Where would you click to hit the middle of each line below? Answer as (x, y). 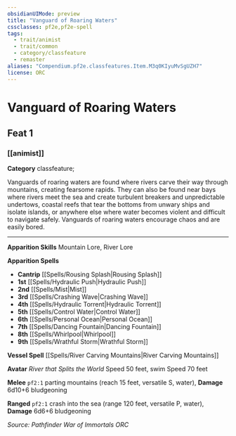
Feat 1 (20, 133)
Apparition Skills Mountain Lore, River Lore (70, 248)
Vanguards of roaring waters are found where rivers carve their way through (118, 182)
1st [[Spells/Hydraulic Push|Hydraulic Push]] (82, 282)
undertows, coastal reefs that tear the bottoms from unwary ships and (109, 205)
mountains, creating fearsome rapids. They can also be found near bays (112, 190)
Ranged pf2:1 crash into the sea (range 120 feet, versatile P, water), (106, 404)
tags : (15, 33)
